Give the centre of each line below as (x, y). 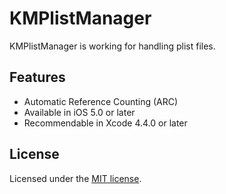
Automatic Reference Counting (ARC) (101, 101)
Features (37, 77)
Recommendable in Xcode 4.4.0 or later (105, 123)
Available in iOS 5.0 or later (79, 112)
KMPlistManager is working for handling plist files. (112, 46)
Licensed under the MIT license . (75, 178)
